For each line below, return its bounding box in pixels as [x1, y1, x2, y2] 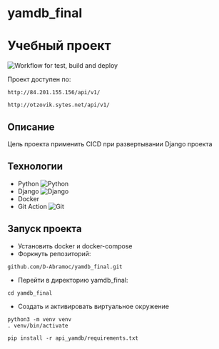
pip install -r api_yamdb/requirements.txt [7, 334, 139, 342]
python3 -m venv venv [7, 315, 72, 323]
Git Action [17, 202, 48, 211]
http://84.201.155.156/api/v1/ [7, 89, 101, 96]
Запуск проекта [7, 223, 82, 235]
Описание [7, 121, 55, 133]
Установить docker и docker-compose [17, 241, 133, 251]
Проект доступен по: [7, 75, 71, 84]
